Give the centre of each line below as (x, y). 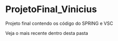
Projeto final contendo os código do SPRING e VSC (59, 23)
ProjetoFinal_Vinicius (51, 9)
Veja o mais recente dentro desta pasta (47, 33)
